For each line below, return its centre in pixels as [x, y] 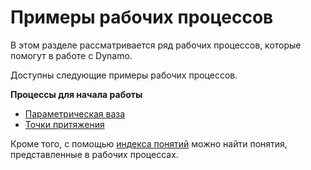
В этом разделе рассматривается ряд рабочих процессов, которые [156, 45]
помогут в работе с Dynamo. [71, 55]
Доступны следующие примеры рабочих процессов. [124, 75]
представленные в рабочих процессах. [94, 154]
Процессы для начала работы [76, 94]
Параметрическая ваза [75, 113]
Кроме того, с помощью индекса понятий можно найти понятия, [149, 143]
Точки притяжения [64, 124]
